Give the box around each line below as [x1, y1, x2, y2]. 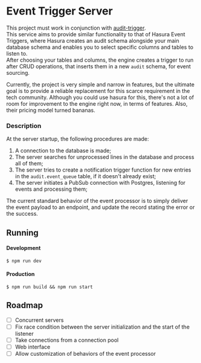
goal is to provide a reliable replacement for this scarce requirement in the [6, 87, 190, 94]
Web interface [14, 343, 51, 351]
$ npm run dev [6, 258, 42, 264]
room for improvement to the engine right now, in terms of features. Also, [6, 100, 188, 107]
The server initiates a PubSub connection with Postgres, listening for [14, 179, 186, 187]
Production [6, 271, 35, 278]
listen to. [6, 50, 28, 57]
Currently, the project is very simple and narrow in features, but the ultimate [6, 80, 195, 88]
